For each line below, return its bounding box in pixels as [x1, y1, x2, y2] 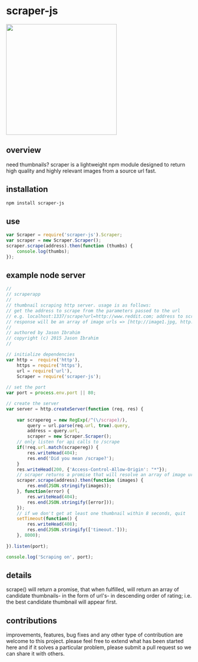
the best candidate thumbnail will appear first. [6, 598, 118, 606]
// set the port [6, 384, 46, 390]
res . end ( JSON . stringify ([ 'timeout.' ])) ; [27, 527, 128, 533]
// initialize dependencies [6, 351, 75, 358]
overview [6, 145, 41, 155]
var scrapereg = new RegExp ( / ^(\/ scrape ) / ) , [16, 417, 128, 423]
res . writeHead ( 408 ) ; [27, 521, 78, 527]
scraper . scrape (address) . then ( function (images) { [16, 477, 144, 484]
